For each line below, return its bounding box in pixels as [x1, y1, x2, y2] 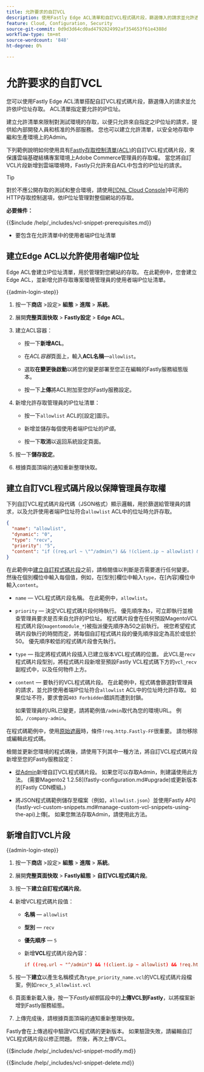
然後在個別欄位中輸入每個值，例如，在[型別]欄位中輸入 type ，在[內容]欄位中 [6, 573, 195, 581]
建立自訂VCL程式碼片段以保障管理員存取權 [6, 483, 166, 494]
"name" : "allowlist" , [12, 526, 67, 532]
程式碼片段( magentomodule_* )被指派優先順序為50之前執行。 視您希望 [15, 622, 185, 629]
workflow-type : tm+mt [6, 32, 61, 38]
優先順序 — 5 [24, 937, 57, 944]
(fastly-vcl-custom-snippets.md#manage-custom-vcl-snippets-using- [15, 803, 191, 810]
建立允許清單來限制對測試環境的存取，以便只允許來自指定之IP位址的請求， [6, 118, 192, 125]
